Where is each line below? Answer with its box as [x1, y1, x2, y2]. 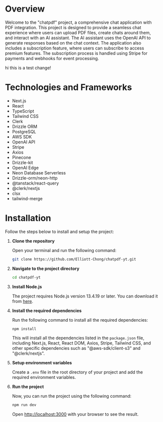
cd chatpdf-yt [12, 275, 41, 280]
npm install [12, 326, 36, 331]
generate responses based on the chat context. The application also [5, 40, 142, 46]
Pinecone [12, 154, 32, 160]
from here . [12, 298, 33, 304]
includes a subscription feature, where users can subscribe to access [5, 45, 145, 51]
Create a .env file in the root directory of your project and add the [12, 369, 143, 375]
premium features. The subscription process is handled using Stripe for [5, 50, 148, 56]
